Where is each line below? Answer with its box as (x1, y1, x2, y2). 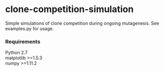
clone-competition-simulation (5, 4, 134, 15)
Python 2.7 (5, 49, 28, 56)
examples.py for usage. (5, 25, 54, 31)
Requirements (5, 38, 41, 45)
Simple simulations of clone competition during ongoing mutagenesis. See (5, 20, 159, 26)
